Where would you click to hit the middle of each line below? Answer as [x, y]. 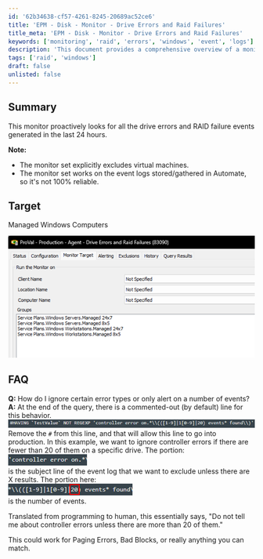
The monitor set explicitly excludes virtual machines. [104, 165]
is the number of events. [47, 501]
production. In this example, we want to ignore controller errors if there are [128, 441]
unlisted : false [34, 74]
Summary [32, 107]
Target [25, 206]
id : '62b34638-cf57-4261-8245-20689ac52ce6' [82, 16]
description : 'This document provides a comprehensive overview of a [124, 50]
